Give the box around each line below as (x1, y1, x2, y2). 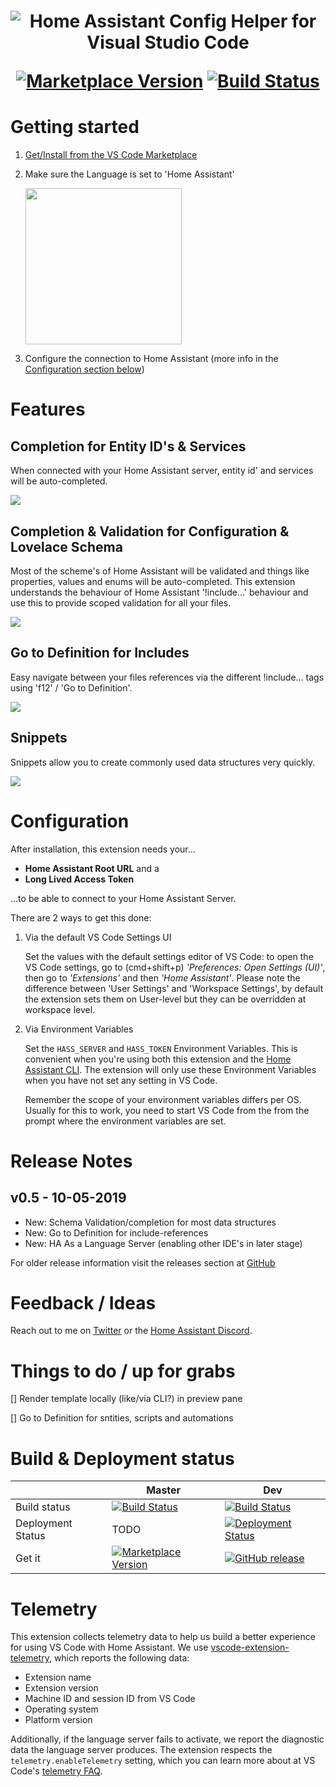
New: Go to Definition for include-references (24, 1226, 209, 1239)
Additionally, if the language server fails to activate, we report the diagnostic (10, 1733, 325, 1745)
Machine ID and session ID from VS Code (24, 1693, 196, 1705)
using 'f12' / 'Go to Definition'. (10, 681, 133, 694)
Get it (15, 1551, 41, 1565)
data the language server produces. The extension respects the (10, 1744, 273, 1756)
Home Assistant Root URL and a (24, 862, 160, 874)
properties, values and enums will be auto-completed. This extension (10, 575, 296, 587)
